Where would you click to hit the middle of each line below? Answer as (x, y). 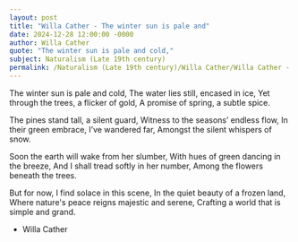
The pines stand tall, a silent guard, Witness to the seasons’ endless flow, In (149, 120)
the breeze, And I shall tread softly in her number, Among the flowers (136, 166)
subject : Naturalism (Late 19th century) (88, 59)
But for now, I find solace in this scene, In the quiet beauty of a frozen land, (148, 193)
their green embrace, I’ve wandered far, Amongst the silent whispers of (141, 129)
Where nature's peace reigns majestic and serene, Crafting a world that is (145, 202)
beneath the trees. (43, 175)
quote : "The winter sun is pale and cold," (92, 51)
